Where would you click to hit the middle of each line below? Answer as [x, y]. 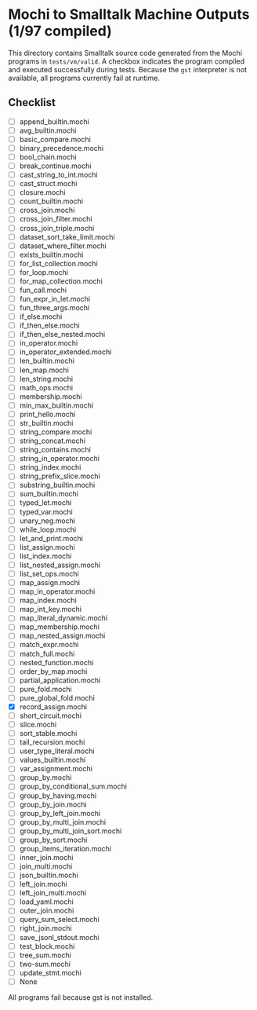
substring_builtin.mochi [57, 485]
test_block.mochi [47, 946]
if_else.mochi [41, 317]
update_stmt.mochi [51, 972]
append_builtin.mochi [54, 121]
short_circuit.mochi [51, 715]
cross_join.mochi [47, 210]
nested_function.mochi [56, 662]
